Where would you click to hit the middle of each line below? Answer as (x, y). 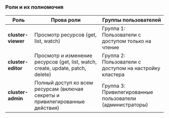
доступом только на (126, 41)
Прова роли (66, 20)
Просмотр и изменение (63, 55)
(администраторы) (125, 105)
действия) (47, 108)
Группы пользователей (132, 20)
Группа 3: (114, 86)
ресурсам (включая (59, 89)
